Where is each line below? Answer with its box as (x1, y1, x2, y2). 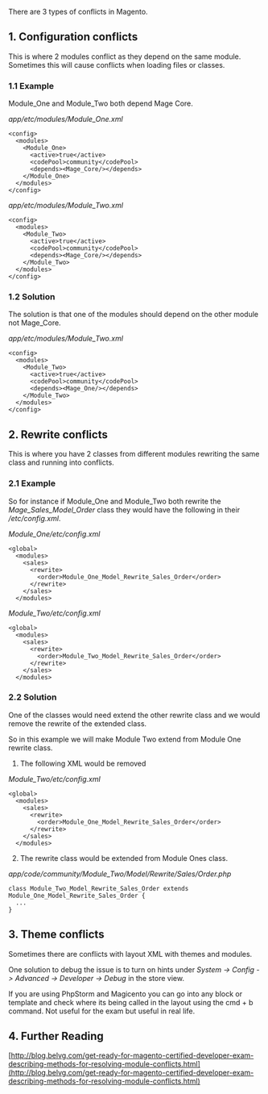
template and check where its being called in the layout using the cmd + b (8, 997, 254, 1007)
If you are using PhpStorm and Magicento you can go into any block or (8, 988, 243, 999)
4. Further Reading (8, 1029, 105, 1043)
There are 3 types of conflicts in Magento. (8, 7, 148, 16)
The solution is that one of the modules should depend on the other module (8, 310, 259, 319)
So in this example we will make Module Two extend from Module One (8, 734, 241, 744)
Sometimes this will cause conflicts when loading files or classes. (8, 60, 225, 69)
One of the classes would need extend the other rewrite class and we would (8, 710, 261, 720)
